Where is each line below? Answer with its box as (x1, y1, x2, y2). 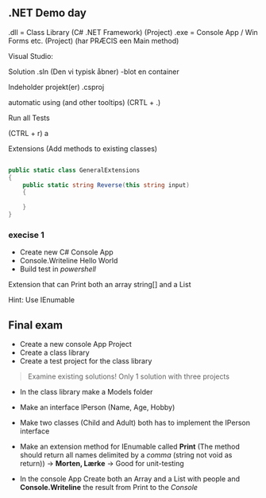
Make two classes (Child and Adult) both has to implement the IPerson (19, 418, 250, 428)
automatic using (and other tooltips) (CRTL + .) (8, 97, 161, 107)
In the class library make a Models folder (19, 387, 153, 397)
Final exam (8, 318, 64, 332)
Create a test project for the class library (19, 356, 152, 366)
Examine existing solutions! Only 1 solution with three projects (27, 372, 230, 381)
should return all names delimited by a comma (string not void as (19, 450, 233, 460)
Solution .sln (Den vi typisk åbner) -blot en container (8, 67, 180, 76)
